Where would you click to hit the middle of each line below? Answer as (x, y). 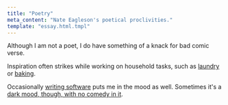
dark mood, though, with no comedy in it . (65, 94)
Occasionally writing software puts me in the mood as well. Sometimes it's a (114, 87)
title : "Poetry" (30, 13)
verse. (16, 53)
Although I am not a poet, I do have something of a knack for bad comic (108, 46)
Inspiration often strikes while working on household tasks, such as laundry (113, 67)
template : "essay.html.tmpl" (49, 26)
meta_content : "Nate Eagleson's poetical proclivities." (90, 20)
